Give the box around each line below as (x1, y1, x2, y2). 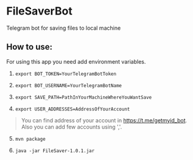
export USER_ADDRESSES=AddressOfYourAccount (15, 106, 130, 112)
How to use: (6, 42, 53, 52)
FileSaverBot (6, 4, 73, 18)
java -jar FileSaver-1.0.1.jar (15, 147, 95, 154)
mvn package (15, 136, 46, 142)
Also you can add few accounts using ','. (21, 123, 122, 130)
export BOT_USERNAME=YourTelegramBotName (15, 82, 122, 88)
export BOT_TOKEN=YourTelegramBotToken (15, 71, 117, 77)
